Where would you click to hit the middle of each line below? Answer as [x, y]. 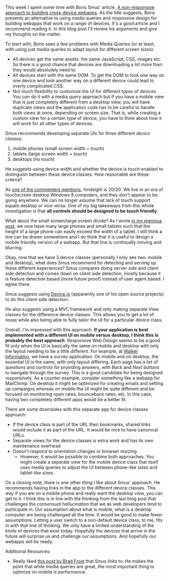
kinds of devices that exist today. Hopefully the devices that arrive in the [80, 531]
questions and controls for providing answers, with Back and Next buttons [82, 367]
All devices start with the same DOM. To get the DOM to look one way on [88, 75]
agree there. [18, 284]
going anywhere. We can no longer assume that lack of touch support [78, 200]
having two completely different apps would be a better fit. [66, 399]
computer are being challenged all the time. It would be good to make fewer [84, 515]
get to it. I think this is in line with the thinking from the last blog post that [81, 499]
